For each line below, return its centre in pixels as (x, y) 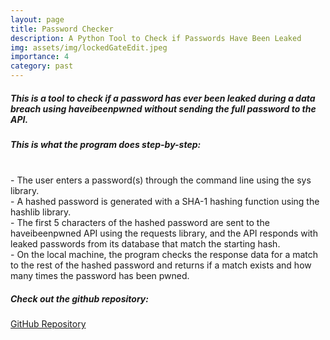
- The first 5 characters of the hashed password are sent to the (140, 223)
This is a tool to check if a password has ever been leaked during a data (163, 98)
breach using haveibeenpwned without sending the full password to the (163, 108)
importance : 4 (40, 57)
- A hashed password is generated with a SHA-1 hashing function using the (165, 202)
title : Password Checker (62, 29)
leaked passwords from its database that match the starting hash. (145, 244)
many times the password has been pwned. (100, 276)
